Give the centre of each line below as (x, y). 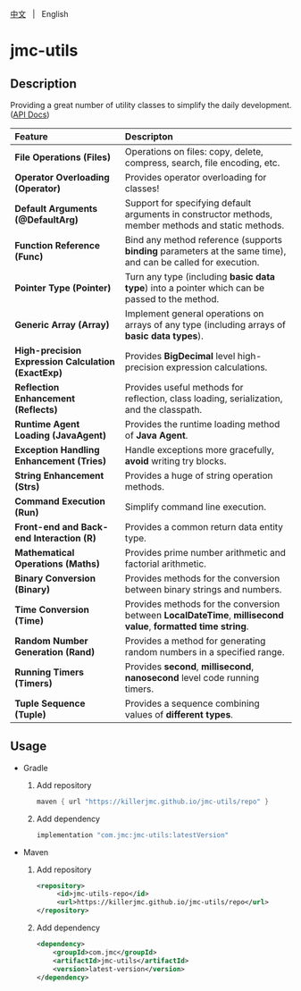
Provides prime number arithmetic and (205, 553)
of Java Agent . (156, 435)
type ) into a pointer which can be (195, 288)
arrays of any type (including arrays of (205, 325)
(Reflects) (36, 410)
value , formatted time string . (187, 626)
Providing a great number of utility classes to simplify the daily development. (151, 105)
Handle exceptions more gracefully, (200, 450)
